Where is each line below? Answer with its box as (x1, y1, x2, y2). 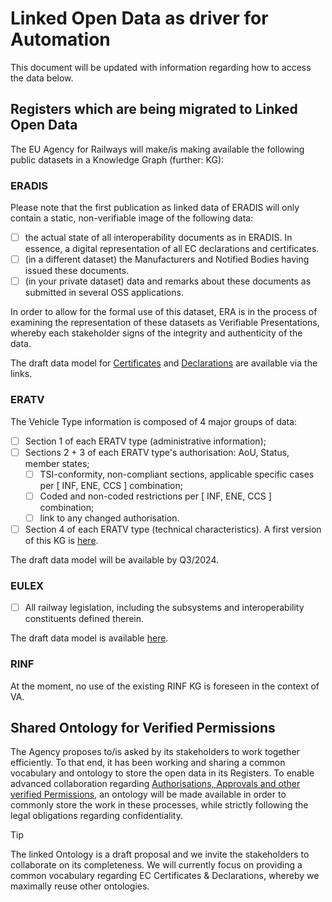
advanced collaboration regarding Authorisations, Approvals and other (10, 778, 301, 790)
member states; (24, 457, 90, 469)
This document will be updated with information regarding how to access (10, 61, 312, 73)
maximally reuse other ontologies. (10, 880, 150, 892)
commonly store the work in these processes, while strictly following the (10, 799, 309, 811)
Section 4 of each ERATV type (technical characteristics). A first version (24, 523, 322, 535)
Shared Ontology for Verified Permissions (10, 719, 276, 736)
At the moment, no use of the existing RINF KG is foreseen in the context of (10, 680, 320, 692)
